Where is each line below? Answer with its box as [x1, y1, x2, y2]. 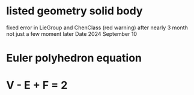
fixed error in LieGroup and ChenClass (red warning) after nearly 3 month [6, 24, 188, 31]
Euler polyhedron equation [6, 51, 142, 65]
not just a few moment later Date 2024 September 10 [6, 30, 137, 37]
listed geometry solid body [6, 4, 143, 18]
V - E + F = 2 [6, 79, 68, 92]
